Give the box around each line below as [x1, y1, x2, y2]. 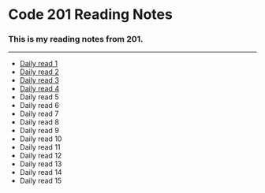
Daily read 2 [19, 67, 59, 76]
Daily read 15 [19, 176, 62, 186]
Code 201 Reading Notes [8, 6, 174, 24]
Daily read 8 [19, 117, 59, 127]
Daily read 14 [19, 168, 62, 177]
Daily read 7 [19, 109, 59, 119]
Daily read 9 [19, 126, 59, 135]
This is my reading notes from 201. [8, 34, 144, 45]
